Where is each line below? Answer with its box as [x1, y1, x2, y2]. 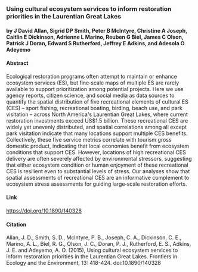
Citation [6, 221, 27, 228]
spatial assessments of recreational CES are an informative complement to [6, 174, 190, 181]
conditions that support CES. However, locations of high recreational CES [6, 148, 186, 156]
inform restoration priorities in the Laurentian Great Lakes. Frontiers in [6, 253, 178, 260]
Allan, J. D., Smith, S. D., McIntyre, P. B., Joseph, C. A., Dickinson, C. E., [6, 234, 182, 241]
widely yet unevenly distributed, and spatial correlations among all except [6, 123, 187, 130]
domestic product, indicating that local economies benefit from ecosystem [6, 142, 190, 149]
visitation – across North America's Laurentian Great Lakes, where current [6, 111, 188, 118]
